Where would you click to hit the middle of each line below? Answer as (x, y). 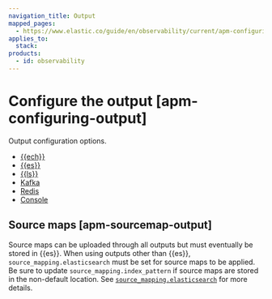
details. (21, 288)
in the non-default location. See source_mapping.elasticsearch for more (128, 279)
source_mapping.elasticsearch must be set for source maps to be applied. (132, 262)
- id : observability (50, 62)
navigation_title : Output (52, 16)
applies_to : (28, 38)
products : (25, 53)
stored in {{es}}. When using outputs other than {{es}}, (100, 253)
